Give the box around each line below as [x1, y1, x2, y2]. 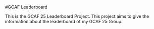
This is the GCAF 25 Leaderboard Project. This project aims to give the [5, 14, 150, 19]
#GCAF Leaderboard [5, 4, 48, 10]
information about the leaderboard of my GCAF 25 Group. [5, 19, 123, 24]
